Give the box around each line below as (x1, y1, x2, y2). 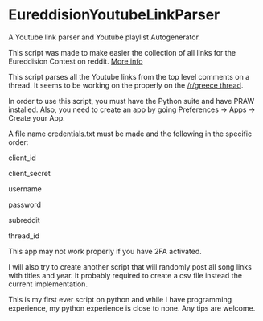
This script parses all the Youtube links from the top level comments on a (8, 72, 250, 81)
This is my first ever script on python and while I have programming (8, 294, 232, 304)
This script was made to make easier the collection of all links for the (8, 47, 236, 57)
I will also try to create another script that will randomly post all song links (8, 261, 252, 271)
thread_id (8, 231, 40, 241)
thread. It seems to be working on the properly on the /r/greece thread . (8, 80, 244, 90)
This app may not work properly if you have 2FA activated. (8, 246, 203, 256)
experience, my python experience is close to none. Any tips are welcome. (8, 303, 256, 313)
